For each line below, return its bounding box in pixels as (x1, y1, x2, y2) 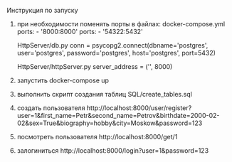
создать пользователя (16, 104, 85, 112)
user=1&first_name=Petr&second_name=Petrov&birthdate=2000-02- (16, 112, 220, 119)
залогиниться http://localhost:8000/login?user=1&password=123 (16, 146, 209, 155)
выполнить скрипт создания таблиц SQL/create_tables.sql (16, 90, 193, 98)
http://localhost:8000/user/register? (86, 104, 192, 112)
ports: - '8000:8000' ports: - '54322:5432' (16, 28, 143, 36)
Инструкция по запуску (6, 6, 79, 14)
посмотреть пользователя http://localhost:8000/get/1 (16, 133, 178, 141)
